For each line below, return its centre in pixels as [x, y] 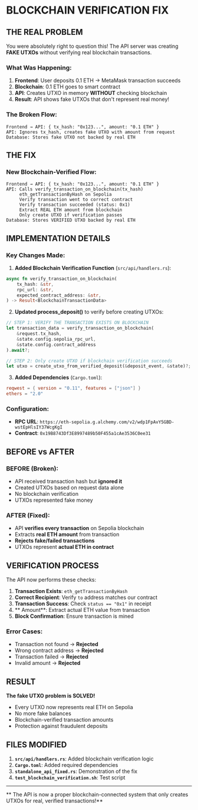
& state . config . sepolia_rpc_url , [56, 339]
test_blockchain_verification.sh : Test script [70, 778]
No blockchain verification [46, 494]
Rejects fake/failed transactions [55, 541]
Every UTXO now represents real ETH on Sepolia [74, 707]
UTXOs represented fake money [54, 500]
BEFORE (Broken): [32, 468]
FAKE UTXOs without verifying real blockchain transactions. [79, 52]
